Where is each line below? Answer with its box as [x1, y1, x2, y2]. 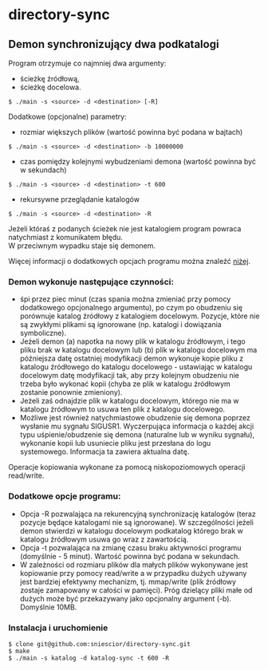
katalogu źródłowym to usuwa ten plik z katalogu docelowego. [19, 404, 226, 414]
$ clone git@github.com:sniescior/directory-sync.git [8, 640, 191, 648]
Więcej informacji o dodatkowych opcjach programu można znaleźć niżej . [8, 257, 251, 266]
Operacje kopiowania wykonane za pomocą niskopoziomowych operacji [8, 463, 246, 472]
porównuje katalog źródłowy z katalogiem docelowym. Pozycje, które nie [19, 311, 260, 321]
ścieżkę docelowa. [19, 82, 81, 92]
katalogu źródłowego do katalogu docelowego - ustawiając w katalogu [19, 362, 253, 372]
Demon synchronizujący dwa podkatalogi [8, 37, 219, 51]
